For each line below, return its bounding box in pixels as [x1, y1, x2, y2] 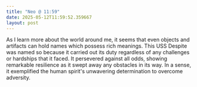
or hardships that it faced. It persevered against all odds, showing [6, 55, 168, 63]
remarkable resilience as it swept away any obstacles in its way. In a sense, [6, 61, 192, 69]
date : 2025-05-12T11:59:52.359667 [6, 14, 93, 20]
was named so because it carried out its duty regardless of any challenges [6, 49, 190, 56]
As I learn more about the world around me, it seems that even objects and [6, 36, 190, 44]
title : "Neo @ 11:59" [6, 8, 60, 15]
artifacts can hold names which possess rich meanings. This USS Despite [6, 42, 187, 49]
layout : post [6, 20, 39, 26]
